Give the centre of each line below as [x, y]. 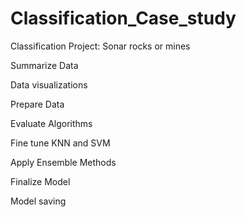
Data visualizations [49, 84]
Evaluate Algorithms [51, 123]
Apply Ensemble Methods [63, 162]
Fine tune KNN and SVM [60, 143]
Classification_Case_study [123, 18]
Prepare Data [37, 104]
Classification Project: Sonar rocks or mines [100, 46]
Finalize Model [40, 181]
